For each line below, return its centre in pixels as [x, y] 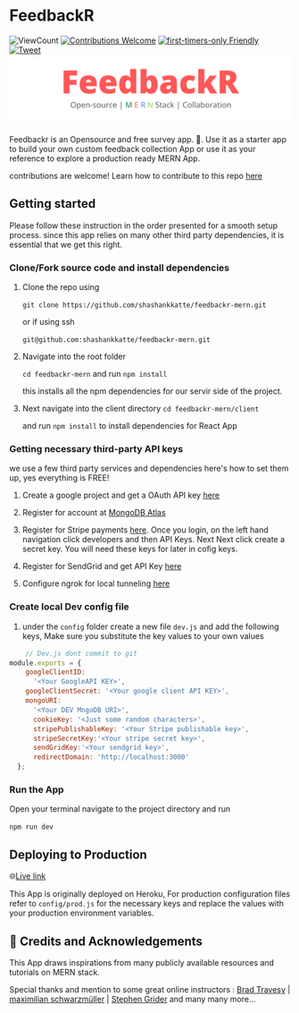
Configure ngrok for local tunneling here [96, 583]
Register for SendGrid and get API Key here [102, 566]
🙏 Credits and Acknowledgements [106, 941]
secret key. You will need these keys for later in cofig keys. [130, 549]
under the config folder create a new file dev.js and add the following [150, 626]
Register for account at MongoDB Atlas [94, 513]
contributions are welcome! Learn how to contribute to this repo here [136, 175]
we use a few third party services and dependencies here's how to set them [149, 468]
